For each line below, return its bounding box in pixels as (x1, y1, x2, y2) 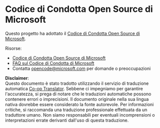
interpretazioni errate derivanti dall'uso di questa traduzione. (5, 117, 129, 123)
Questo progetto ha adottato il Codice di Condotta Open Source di (5, 30, 140, 36)
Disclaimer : (5, 75, 29, 81)
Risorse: (5, 45, 22, 51)
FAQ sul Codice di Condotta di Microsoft (12, 60, 95, 66)
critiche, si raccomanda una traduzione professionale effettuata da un (5, 107, 148, 113)
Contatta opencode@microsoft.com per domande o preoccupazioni (12, 65, 151, 71)
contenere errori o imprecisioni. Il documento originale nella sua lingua (5, 96, 149, 102)
